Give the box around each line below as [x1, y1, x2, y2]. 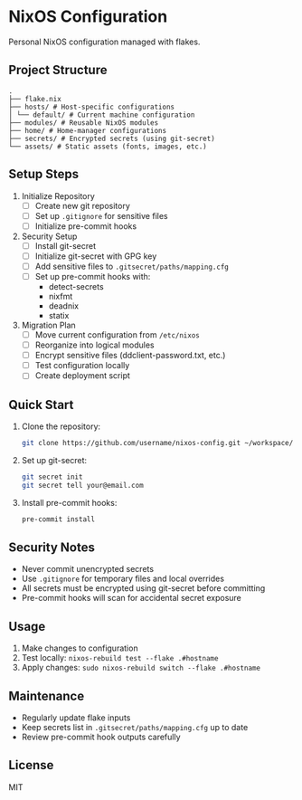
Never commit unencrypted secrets [21, 564, 155, 575]
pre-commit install [21, 514, 96, 524]
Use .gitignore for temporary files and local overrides [21, 573, 225, 585]
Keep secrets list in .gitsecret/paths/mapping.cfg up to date [21, 722, 249, 733]
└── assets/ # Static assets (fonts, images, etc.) [8, 142, 207, 151]
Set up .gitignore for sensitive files [34, 210, 168, 221]
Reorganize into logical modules [34, 339, 155, 350]
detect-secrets [48, 281, 105, 291]
